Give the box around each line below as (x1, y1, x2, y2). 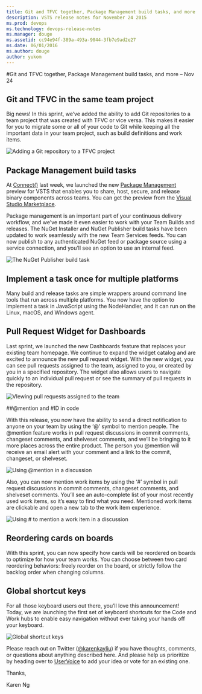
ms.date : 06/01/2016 (6, 43, 58, 49)
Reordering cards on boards (6, 533, 113, 543)
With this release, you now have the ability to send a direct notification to (6, 416, 187, 423)
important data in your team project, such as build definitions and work (6, 129, 182, 137)
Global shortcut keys (6, 586, 86, 596)
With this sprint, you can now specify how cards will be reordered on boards (6, 549, 196, 556)
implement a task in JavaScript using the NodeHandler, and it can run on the (6, 303, 196, 310)
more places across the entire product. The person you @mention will (6, 442, 180, 449)
